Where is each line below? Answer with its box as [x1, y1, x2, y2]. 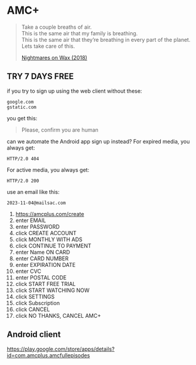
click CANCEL [15, 306, 50, 313]
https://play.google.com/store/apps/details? [7, 345, 115, 352]
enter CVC [15, 267, 41, 275]
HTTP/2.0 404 [7, 156, 39, 162]
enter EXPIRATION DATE [15, 261, 76, 268]
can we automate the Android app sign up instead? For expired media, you [7, 138, 190, 145]
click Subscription [15, 299, 60, 306]
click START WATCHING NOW [15, 287, 90, 294]
